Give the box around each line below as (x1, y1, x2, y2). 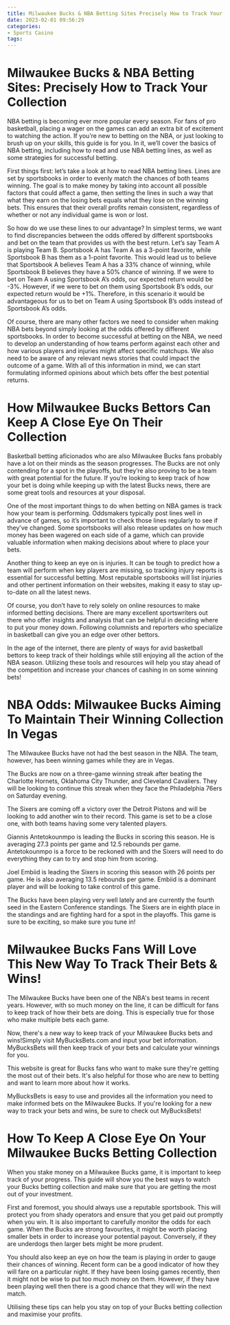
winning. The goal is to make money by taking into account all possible (7, 181, 207, 190)
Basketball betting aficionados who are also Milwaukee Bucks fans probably (7, 452, 222, 460)
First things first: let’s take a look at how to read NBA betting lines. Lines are (7, 167, 221, 175)
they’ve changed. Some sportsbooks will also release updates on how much (7, 523, 222, 532)
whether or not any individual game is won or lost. (7, 211, 149, 219)
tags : (7, 36, 23, 43)
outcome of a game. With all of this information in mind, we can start (7, 361, 201, 370)
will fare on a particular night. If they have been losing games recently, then (7, 1267, 220, 1276)
